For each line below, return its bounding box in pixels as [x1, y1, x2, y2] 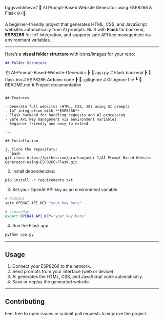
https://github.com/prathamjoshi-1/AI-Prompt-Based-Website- [26, 155, 154, 160]
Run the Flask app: [12, 223, 50, 229]
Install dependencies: [12, 168, 56, 174]
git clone [5, 155, 25, 160]
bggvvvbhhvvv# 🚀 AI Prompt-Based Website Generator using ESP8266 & [5, 5, 152, 10]
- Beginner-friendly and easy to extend [5, 121, 89, 126]
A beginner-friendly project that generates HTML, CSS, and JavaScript [5, 21, 147, 27]
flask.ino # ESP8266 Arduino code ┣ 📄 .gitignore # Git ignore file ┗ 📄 [5, 76, 143, 83]
